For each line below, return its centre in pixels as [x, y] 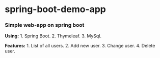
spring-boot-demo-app [56, 9]
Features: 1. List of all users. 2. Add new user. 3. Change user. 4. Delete [80, 46]
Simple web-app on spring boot [45, 25]
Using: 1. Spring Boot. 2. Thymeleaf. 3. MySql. [53, 36]
